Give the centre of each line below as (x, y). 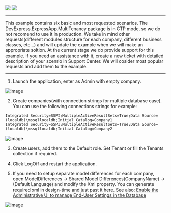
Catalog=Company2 (94, 129)
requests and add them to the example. (46, 66)
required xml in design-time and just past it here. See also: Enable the (85, 190)
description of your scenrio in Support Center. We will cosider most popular (84, 61)
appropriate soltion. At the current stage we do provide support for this (80, 50)
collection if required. (35, 154)
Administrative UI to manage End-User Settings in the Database (79, 195)
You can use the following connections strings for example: (75, 106)
